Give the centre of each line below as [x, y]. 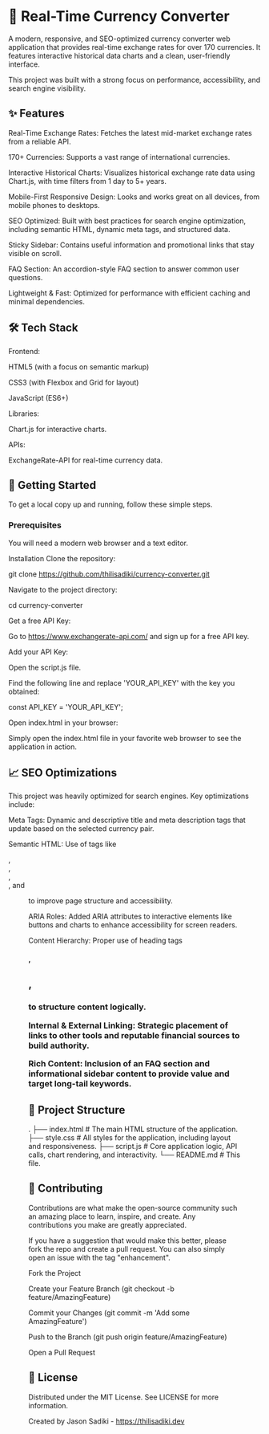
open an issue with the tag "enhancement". [99, 1257]
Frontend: [24, 351]
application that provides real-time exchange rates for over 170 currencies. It [134, 47]
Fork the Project [55, 1273]
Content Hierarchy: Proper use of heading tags [105, 941]
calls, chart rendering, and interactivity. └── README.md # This [134, 1155]
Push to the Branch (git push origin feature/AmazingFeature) [128, 1337]
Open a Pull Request [62, 1352]
